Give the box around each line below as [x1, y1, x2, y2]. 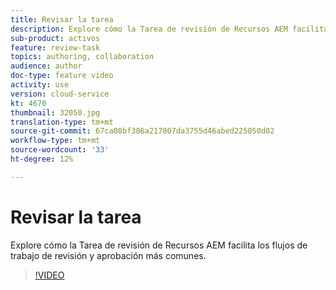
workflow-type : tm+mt [10, 136, 101, 146]
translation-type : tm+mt [10, 117, 114, 127]
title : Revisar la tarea [10, 14, 114, 25]
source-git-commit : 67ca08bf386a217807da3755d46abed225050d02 [10, 126, 275, 136]
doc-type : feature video [10, 71, 114, 81]
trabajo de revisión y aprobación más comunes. [10, 249, 207, 261]
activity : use [10, 80, 70, 90]
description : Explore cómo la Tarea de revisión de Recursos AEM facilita [10, 24, 329, 34]
